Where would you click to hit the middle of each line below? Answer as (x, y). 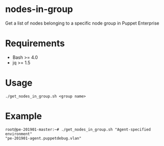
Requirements (35, 43)
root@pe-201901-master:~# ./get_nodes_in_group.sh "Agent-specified (78, 129)
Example (23, 116)
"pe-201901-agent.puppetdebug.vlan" (43, 138)
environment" (19, 134)
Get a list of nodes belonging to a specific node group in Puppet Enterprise (82, 23)
